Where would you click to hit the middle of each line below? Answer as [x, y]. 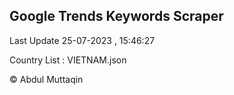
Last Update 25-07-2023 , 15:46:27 [82, 40]
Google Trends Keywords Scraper [116, 16]
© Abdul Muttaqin [46, 79]
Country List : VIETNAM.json [68, 60]
